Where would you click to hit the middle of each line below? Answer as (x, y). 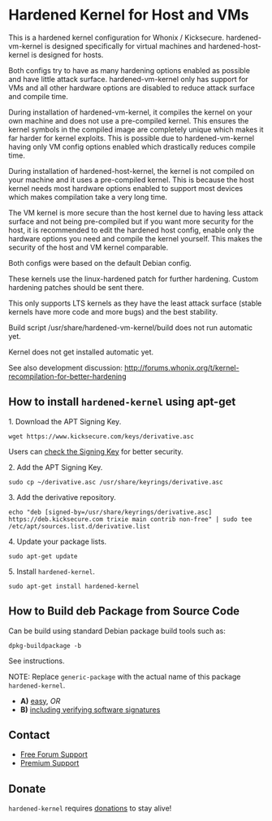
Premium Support (50, 763)
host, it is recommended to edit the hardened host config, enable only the (131, 230)
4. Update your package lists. (58, 541)
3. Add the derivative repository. (62, 497)
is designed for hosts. (67, 54)
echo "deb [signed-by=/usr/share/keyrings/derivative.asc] (110, 512)
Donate (27, 789)
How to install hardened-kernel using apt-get (122, 402)
